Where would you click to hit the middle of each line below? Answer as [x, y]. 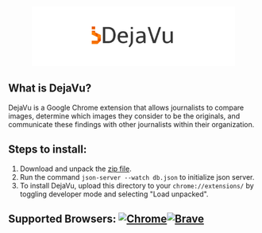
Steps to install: [48, 150]
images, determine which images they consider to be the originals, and [124, 116]
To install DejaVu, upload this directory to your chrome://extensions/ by [137, 185]
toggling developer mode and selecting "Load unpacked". [114, 194]
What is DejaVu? [50, 89]
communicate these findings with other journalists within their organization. [131, 124]
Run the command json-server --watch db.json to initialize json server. [137, 177]
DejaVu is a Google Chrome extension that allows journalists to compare [126, 107]
